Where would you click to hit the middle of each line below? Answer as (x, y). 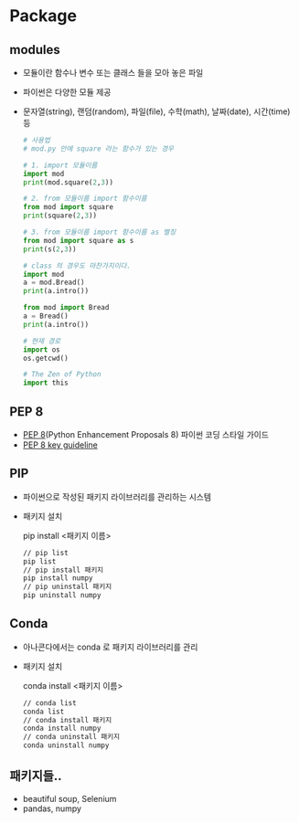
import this (45, 383)
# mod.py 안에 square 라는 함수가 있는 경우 (98, 148)
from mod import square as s (78, 240)
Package (43, 16)
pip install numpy (58, 578)
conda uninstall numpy (66, 745)
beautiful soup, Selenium (69, 798)
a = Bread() (45, 316)
